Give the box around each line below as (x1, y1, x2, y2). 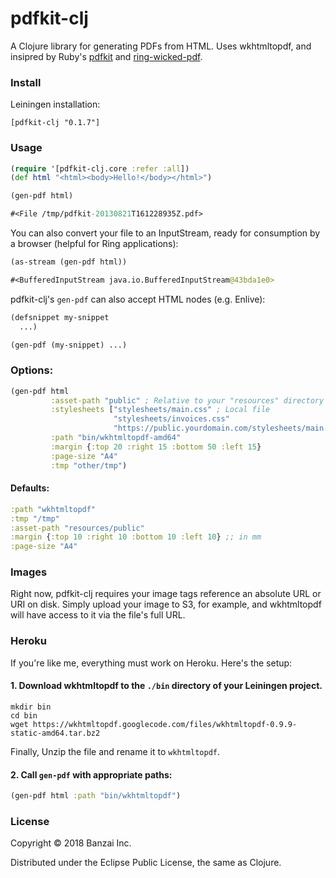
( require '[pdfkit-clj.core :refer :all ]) (10, 163, 190, 174)
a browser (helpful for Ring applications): (10, 238, 179, 250)
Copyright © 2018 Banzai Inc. (10, 837, 132, 849)
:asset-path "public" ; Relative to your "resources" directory (50, 395, 325, 406)
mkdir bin (10, 702, 52, 712)
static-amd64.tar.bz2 (10, 728, 101, 738)
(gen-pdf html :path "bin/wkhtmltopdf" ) (10, 791, 182, 801)
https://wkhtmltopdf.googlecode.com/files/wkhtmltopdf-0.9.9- (32, 719, 298, 729)
